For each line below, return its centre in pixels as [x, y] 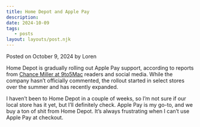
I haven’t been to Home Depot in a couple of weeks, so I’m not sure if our [96, 98]
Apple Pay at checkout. [35, 117]
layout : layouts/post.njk [38, 39]
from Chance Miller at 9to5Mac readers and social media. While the [90, 74]
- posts [24, 34]
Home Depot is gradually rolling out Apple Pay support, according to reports [100, 68]
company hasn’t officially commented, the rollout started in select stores [95, 80]
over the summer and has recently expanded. [62, 87]
